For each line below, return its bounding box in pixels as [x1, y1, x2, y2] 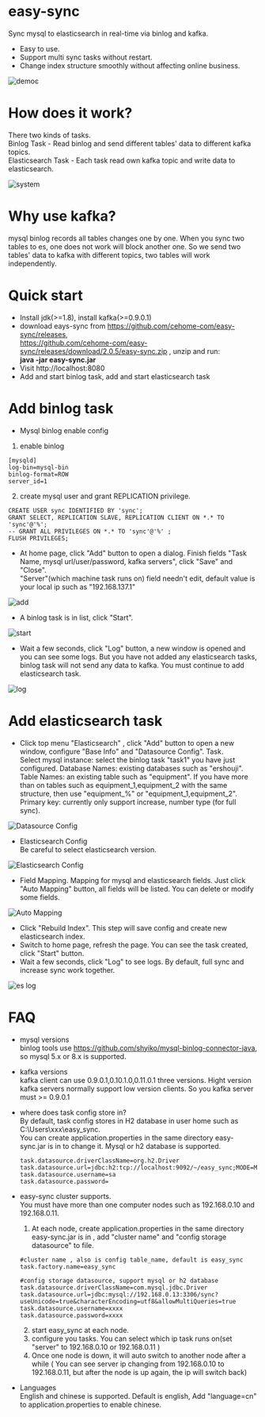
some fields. [19, 892, 61, 902]
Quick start [8, 286, 83, 304]
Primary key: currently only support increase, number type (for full [19, 797, 237, 807]
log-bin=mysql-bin [8, 463, 69, 471]
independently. [8, 259, 57, 268]
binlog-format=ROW [8, 470, 69, 478]
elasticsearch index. [19, 931, 85, 941]
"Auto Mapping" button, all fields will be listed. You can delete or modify [19, 884, 255, 893]
